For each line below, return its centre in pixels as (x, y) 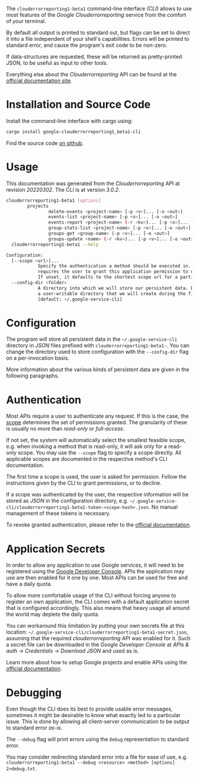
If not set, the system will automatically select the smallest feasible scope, (96, 440)
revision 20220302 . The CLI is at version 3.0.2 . (63, 189)
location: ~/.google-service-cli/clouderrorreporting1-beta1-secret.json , (97, 632)
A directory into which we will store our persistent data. (113, 288)
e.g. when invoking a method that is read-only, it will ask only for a (87, 447)
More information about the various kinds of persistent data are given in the (98, 370)
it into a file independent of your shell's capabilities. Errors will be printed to (98, 39)
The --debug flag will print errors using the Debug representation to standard (98, 740)
